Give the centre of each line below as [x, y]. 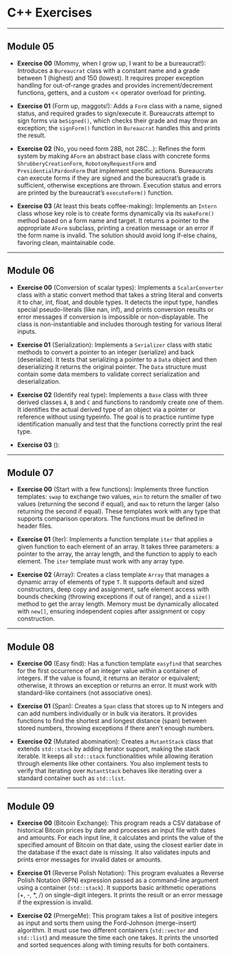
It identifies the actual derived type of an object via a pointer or [106, 409]
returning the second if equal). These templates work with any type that [119, 511]
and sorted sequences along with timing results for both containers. [113, 945]
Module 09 [31, 806]
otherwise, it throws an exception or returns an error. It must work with [117, 686]
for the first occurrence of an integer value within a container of [107, 671]
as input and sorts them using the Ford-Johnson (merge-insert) [107, 923]
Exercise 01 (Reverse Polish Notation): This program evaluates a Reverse [120, 873]
